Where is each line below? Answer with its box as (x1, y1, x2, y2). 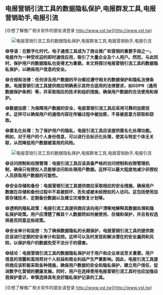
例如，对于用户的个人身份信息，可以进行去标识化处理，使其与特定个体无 (5, 133, 149, 139)
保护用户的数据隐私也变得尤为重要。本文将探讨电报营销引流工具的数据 (13, 60, 154, 66)
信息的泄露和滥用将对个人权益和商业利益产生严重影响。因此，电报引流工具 (5, 256, 154, 262)
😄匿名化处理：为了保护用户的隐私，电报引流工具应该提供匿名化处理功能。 (5, 128, 154, 133)
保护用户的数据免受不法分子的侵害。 (17, 240, 90, 246)
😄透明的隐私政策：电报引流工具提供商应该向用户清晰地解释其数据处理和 (5, 205, 150, 211)
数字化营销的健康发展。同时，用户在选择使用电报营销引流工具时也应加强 (9, 268, 154, 274)
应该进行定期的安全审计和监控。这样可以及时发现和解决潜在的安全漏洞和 (5, 233, 149, 239)
